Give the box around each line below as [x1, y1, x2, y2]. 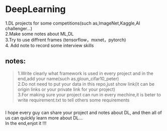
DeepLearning [5, 4, 66, 15]
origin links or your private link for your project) [17, 86, 116, 92]
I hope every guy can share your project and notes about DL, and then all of [5, 109, 162, 116]
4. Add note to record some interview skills [5, 42, 94, 48]
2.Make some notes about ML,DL [5, 31, 74, 37]
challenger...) [5, 25, 33, 31]
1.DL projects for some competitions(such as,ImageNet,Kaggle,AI [5, 20, 140, 26]
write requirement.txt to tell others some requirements [17, 97, 130, 103]
